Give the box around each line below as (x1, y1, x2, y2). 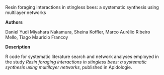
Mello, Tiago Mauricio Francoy (5, 34, 68, 40)
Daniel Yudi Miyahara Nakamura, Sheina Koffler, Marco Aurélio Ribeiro (5, 29, 150, 34)
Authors (5, 19, 23, 25)
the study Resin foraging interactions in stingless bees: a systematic (5, 59, 147, 64)
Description (5, 44, 31, 49)
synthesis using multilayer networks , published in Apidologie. (5, 64, 132, 70)
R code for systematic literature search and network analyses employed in (5, 53, 159, 59)
